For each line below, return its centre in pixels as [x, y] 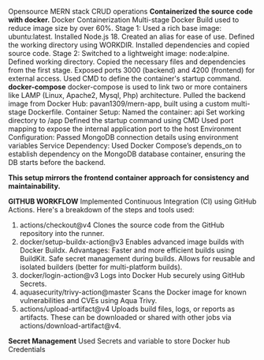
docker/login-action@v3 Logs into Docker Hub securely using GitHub [132, 275]
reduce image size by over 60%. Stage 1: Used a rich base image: [115, 28]
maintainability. [34, 186]
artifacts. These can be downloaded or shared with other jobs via [125, 317]
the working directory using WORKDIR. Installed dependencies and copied [129, 45]
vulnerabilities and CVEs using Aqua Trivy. [88, 300]
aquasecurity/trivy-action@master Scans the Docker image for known [133, 292]
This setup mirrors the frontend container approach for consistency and [129, 178]
